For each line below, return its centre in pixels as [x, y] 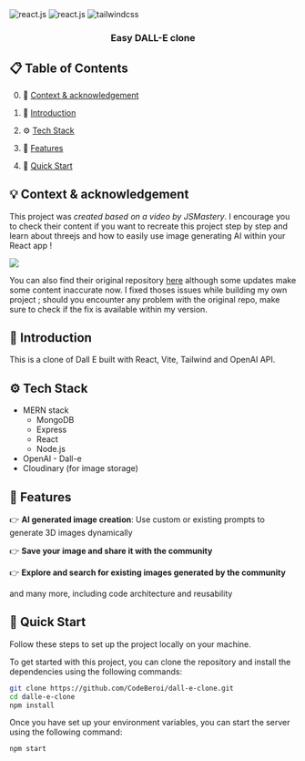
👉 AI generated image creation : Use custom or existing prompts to [137, 519]
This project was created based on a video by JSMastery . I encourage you [150, 216]
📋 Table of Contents [69, 69]
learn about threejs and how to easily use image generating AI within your [147, 235]
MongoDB [55, 420]
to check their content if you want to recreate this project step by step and [149, 226]
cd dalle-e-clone [42, 696]
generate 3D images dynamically [71, 532]
